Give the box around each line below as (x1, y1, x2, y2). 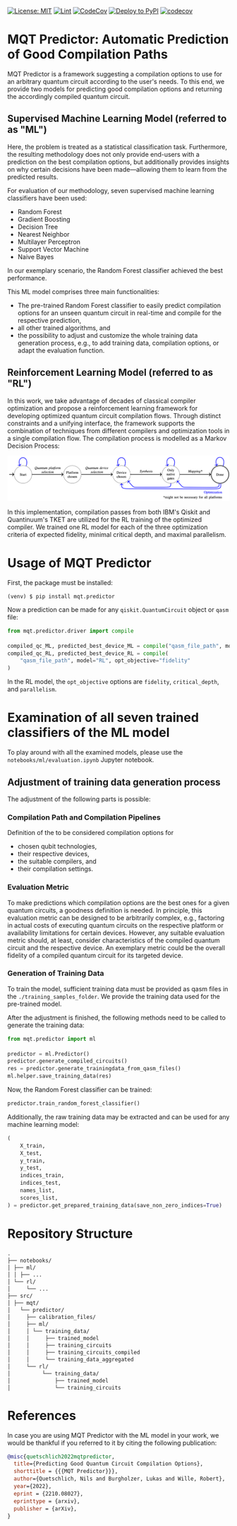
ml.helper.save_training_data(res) (7, 1072, 112, 1080)
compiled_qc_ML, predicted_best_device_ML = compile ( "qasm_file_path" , (7, 642, 222, 649)
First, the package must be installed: (7, 578, 113, 586)
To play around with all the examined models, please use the (7, 748, 183, 757)
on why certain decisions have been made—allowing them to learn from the (7, 165, 227, 173)
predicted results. (7, 172, 59, 181)
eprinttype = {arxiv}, (13, 1498, 80, 1505)
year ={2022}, (13, 1483, 52, 1490)
